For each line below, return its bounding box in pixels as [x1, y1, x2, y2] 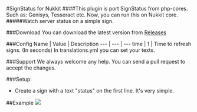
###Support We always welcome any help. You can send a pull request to [6, 58, 186, 65]
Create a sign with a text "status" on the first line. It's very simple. [14, 87, 175, 94]
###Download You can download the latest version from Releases [6, 29, 167, 36]
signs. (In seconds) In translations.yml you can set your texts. [6, 47, 155, 54]
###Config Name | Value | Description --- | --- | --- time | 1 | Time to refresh [6, 41, 192, 47]
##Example [6, 100, 34, 106]
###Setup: [6, 76, 32, 83]
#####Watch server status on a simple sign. [6, 18, 114, 24]
